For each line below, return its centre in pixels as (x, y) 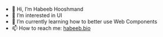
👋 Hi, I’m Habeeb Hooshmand (47, 9)
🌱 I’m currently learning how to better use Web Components (84, 21)
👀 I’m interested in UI (37, 15)
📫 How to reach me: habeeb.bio (51, 28)
